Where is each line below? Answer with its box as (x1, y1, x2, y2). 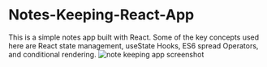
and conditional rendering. (8, 49, 97, 59)
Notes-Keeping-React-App (8, 6, 195, 24)
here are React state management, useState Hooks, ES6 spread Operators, (8, 40, 259, 50)
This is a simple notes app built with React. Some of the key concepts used (8, 32, 260, 42)
